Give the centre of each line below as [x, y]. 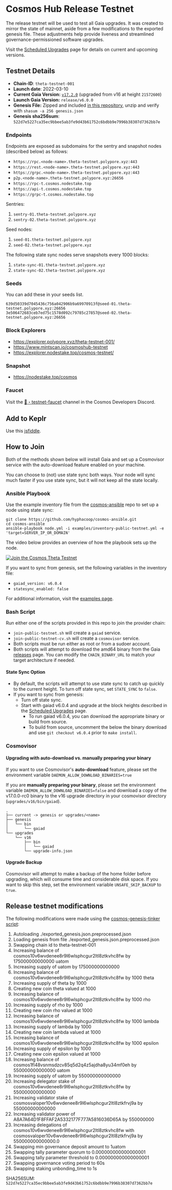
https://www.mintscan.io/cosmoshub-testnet [60, 347]
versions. [15, 55]
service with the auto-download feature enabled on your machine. [76, 464]
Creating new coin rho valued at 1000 [53, 1010]
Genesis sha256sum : [36, 116]
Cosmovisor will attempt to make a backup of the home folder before [78, 873]
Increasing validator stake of [43, 1097]
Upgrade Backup [24, 862]
